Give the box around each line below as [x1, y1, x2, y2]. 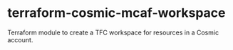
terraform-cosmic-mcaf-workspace [7, 5, 226, 21]
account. [7, 35, 33, 44]
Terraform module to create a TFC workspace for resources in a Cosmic [7, 28, 219, 37]
